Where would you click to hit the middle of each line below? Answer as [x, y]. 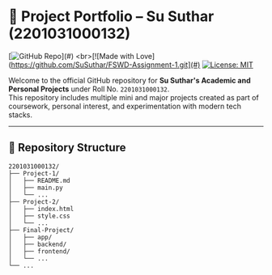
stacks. [21, 114]
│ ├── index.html [41, 209]
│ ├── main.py [36, 188]
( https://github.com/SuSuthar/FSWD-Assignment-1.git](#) [104, 65]
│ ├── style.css [39, 216]
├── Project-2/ [34, 201]
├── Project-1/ [34, 173]
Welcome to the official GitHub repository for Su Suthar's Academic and [130, 80]
